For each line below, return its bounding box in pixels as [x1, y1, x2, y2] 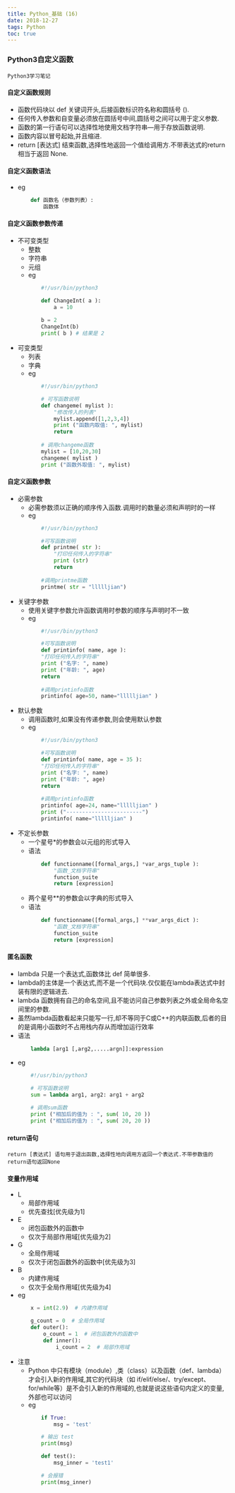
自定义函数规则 [7, 88, 51, 97]
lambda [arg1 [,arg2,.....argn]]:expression [30, 1045, 164, 1053]
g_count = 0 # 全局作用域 [30, 1317, 104, 1324]
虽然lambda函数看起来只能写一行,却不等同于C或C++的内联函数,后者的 [17, 1014, 221, 1022]
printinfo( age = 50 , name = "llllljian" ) [41, 692, 159, 700]
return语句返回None [7, 1158, 61, 1165]
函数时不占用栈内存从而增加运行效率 [48, 1023, 154, 1031]
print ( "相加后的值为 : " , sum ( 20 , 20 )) [30, 1117, 151, 1125]
